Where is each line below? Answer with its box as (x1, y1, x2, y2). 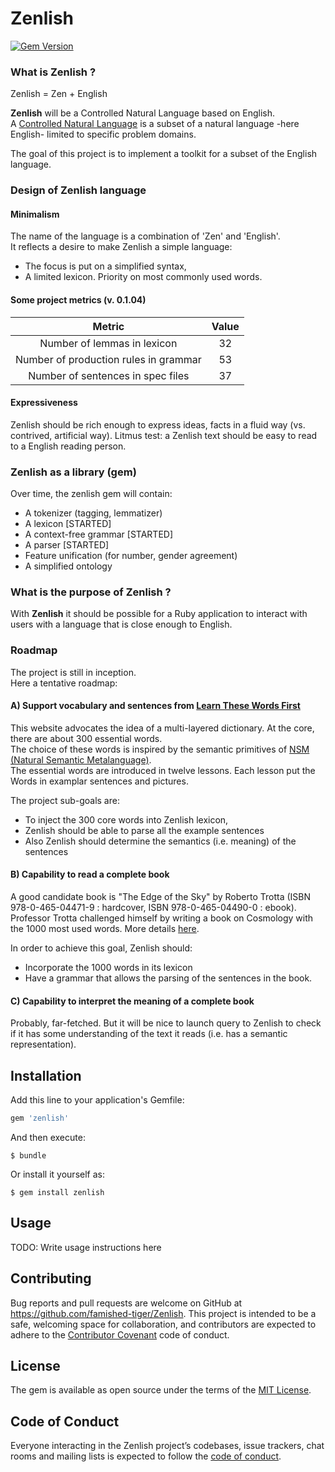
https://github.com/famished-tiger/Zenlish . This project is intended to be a (10, 1307, 317, 1319)
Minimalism (10, 208, 60, 220)
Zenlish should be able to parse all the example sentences (24, 824, 265, 836)
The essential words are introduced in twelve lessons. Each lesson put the (10, 764, 316, 776)
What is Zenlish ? (10, 65, 97, 79)
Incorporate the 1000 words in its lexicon (24, 962, 193, 974)
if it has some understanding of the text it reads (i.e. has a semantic (10, 1028, 288, 1040)
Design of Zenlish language (10, 183, 147, 197)
